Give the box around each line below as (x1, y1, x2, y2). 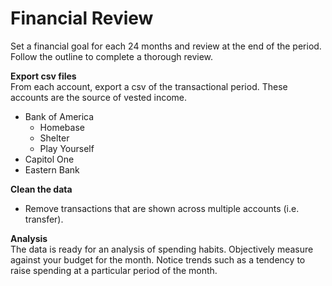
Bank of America (24, 110, 95, 122)
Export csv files (10, 70, 77, 82)
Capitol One (24, 153, 75, 165)
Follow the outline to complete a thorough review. (10, 50, 214, 62)
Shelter (39, 132, 70, 144)
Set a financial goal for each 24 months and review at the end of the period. (10, 40, 322, 52)
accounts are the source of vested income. (10, 91, 188, 103)
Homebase (39, 121, 85, 133)
